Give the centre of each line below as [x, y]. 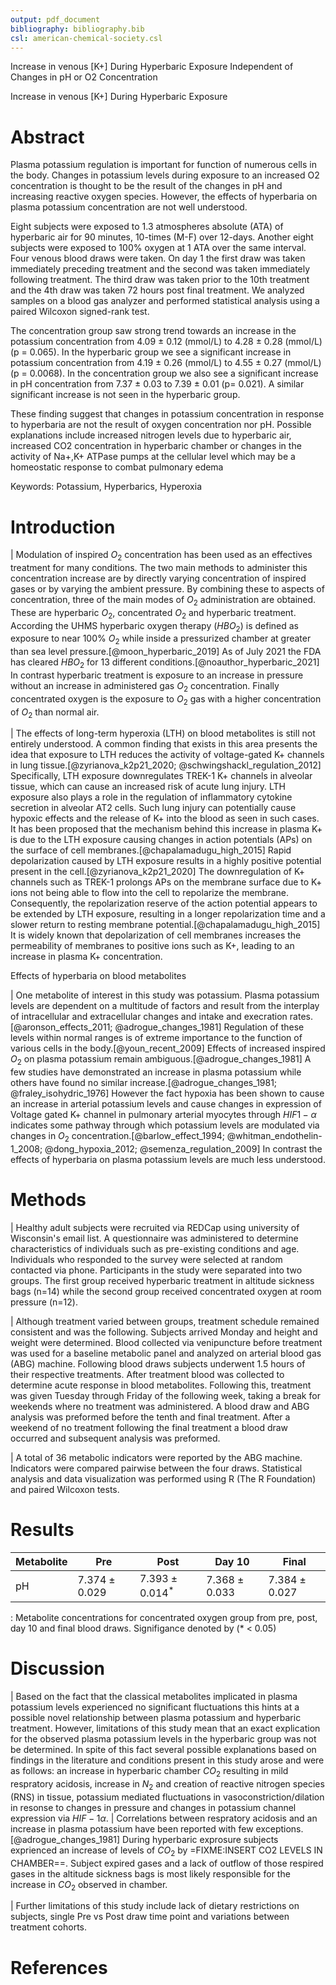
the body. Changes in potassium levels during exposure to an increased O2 [165, 175]
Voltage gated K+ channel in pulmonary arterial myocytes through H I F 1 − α [163, 1115]
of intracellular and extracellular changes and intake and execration [149, 1017]
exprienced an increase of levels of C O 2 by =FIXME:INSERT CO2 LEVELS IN [166, 1851]
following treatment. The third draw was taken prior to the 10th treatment [160, 280]
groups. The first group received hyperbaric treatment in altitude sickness [162, 1280]
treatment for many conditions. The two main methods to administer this [159, 568]
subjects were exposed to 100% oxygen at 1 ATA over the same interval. [158, 248]
